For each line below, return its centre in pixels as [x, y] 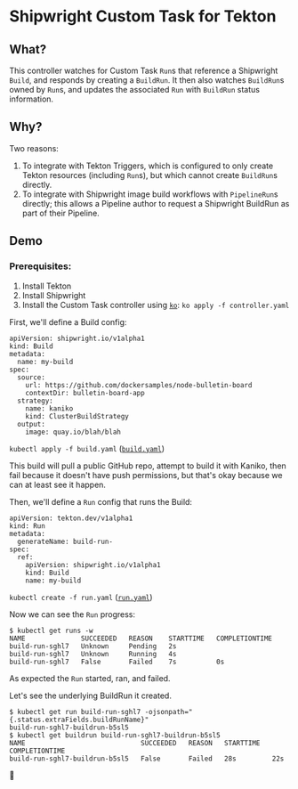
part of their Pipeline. [60, 213]
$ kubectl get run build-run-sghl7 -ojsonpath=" [101, 712]
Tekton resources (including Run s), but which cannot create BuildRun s [150, 175]
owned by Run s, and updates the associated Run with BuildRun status [135, 89]
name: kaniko [49, 408]
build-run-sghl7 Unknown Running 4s [93, 654]
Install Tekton [47, 286]
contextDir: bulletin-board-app [85, 393]
